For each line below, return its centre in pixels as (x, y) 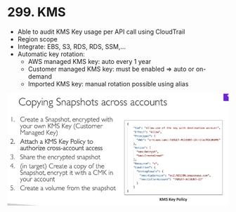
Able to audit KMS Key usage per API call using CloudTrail (101, 32)
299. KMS (37, 12)
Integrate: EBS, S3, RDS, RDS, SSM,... (72, 46)
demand (40, 76)
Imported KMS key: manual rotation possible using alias (108, 84)
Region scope (37, 39)
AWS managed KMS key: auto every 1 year (90, 61)
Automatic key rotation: (51, 54)
